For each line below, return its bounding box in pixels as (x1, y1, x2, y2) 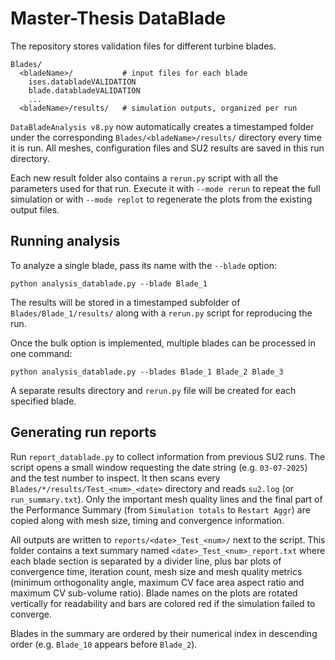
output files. (10, 203, 60, 216)
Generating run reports (10, 424, 157, 441)
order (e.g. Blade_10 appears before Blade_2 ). (10, 638, 198, 650)
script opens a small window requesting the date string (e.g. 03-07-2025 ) (10, 461, 308, 473)
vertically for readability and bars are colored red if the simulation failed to (10, 597, 316, 609)
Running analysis (10, 233, 121, 250)
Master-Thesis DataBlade (10, 7, 227, 30)
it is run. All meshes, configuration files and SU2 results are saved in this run (10, 142, 325, 154)
